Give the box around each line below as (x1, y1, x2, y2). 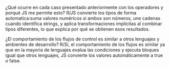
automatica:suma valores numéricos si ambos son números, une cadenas (5, 15, 161, 21)
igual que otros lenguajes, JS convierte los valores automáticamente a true (5, 52, 163, 58)
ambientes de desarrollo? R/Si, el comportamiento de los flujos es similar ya (5, 41, 165, 48)
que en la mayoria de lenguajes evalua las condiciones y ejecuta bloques (5, 47, 159, 53)
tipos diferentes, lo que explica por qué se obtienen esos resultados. (5, 26, 150, 32)
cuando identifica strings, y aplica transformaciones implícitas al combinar (5, 20, 162, 27)
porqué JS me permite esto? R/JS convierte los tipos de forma (5, 10, 137, 16)
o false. (5, 58, 22, 63)
